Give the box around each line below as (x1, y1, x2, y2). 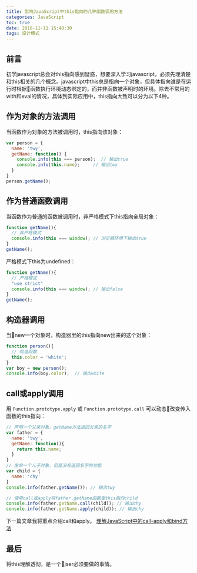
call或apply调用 (6, 388, 64, 398)
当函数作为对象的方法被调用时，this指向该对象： (6, 128, 123, 135)
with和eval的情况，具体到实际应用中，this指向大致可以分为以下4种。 (6, 92, 172, 100)
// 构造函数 (11, 349, 37, 355)
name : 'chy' (11, 473, 41, 479)
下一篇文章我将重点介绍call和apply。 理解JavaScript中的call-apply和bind (6, 518, 183, 525)
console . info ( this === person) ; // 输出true (16, 157, 128, 163)
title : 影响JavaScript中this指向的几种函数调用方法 (6, 8, 123, 15)
